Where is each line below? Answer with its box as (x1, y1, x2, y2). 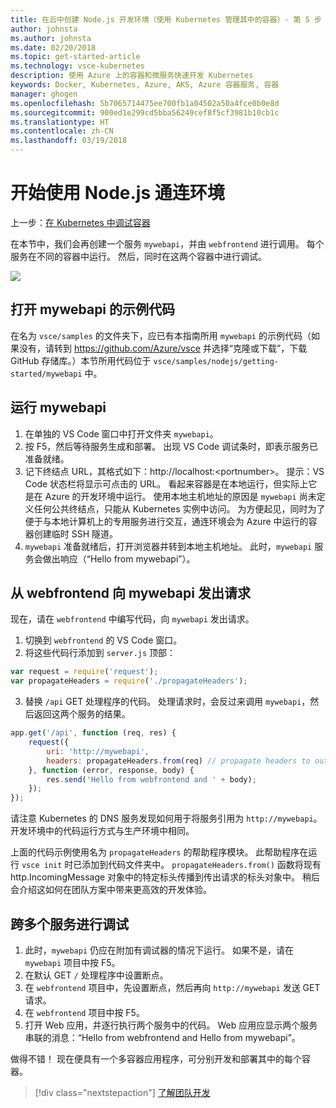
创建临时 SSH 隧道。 (33, 527, 119, 540)
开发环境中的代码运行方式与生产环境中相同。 (10, 825, 195, 837)
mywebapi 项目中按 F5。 (24, 956, 121, 968)
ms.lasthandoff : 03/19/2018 (10, 136, 128, 146)
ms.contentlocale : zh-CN (10, 126, 114, 136)
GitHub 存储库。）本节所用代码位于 (10, 354, 152, 366)
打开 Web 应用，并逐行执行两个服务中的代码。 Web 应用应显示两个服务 (24, 1019, 318, 1031)
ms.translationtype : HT (10, 117, 110, 127)
